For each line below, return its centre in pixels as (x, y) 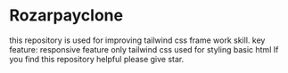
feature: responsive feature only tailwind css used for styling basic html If (144, 49)
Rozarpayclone (66, 16)
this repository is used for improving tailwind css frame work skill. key (137, 40)
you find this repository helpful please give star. (97, 59)
